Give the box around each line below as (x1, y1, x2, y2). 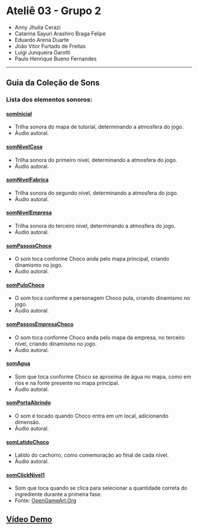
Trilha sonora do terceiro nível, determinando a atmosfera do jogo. (14, 222, 176, 230)
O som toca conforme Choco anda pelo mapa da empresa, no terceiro (14, 334, 185, 341)
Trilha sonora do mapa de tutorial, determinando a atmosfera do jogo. (14, 123, 184, 131)
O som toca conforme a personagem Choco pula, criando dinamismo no (14, 295, 190, 302)
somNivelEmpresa (6, 209, 52, 216)
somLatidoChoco (6, 438, 49, 445)
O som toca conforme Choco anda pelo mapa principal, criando (14, 256, 170, 263)
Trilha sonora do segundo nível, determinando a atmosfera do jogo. (14, 189, 179, 196)
